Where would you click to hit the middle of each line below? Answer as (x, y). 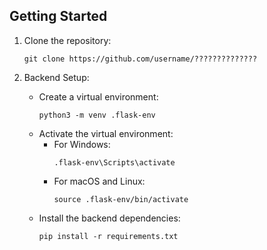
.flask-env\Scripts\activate (114, 162)
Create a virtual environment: (98, 96)
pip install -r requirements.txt (108, 236)
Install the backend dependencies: (109, 218)
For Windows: (82, 144)
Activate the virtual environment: (106, 133)
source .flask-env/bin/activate (121, 199)
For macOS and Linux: (99, 181)
